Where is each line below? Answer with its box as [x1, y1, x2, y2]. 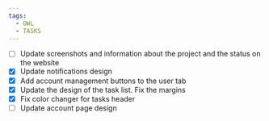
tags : [8, 11, 27, 20]
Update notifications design [19, 66, 113, 77]
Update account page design [19, 102, 117, 113]
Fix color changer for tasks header [19, 94, 136, 103]
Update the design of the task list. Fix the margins [19, 85, 186, 94]
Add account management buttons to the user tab [19, 76, 187, 86]
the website [19, 58, 60, 68]
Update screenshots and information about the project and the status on [19, 49, 261, 59]
